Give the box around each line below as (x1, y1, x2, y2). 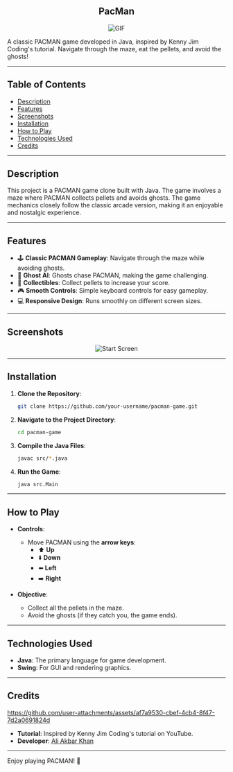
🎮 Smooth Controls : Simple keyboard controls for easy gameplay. (17, 286, 208, 295)
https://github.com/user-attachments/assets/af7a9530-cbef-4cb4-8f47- (7, 708, 215, 717)
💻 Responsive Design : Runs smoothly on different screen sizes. (17, 297, 202, 305)
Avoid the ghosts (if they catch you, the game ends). (27, 611, 178, 619)
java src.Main (17, 481, 58, 488)
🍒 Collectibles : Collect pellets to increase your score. (17, 279, 170, 287)
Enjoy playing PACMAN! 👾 (7, 756, 81, 765)
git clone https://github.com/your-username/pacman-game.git (17, 402, 198, 410)
